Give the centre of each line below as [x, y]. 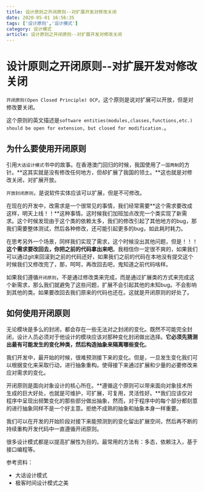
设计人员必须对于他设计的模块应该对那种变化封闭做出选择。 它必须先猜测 [107, 337]
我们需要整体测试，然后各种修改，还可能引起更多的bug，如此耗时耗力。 [96, 228]
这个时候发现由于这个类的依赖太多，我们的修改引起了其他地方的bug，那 [107, 221]
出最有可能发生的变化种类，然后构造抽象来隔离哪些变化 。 [78, 344]
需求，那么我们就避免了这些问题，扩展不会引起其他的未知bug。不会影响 [107, 285]
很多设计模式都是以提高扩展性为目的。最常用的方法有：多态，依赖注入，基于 [102, 442]
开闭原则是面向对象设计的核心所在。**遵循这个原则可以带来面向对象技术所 [100, 385]
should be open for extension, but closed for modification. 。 [88, 128]
